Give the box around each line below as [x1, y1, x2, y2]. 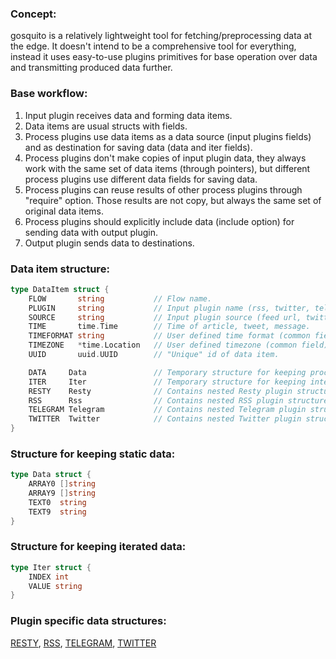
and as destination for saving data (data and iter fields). [24, 141, 253, 153]
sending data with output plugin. [24, 226, 159, 238]
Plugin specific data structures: [10, 614, 167, 628]
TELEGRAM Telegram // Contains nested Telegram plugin [28, 405, 307, 415]
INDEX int [28, 572, 70, 582]
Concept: [10, 7, 57, 21]
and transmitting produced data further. [10, 62, 173, 74]
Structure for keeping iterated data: [10, 540, 187, 554]
